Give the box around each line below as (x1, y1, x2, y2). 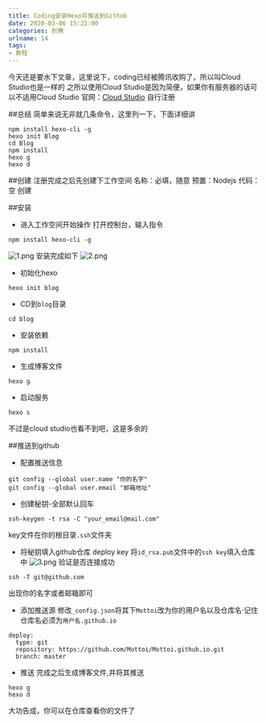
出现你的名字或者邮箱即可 (8, 588, 93, 598)
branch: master (15, 652, 67, 660)
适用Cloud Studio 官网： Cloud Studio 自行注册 (22, 92, 175, 101)
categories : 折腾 (8, 27, 64, 35)
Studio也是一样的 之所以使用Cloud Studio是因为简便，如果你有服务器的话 (8, 82, 251, 92)
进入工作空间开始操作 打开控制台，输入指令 (19, 220, 163, 229)
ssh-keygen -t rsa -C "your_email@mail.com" (8, 515, 160, 523)
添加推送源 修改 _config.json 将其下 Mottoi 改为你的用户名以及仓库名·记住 (19, 606, 259, 615)
